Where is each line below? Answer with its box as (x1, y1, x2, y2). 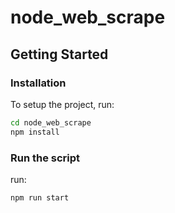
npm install (10, 127, 60, 137)
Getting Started (10, 46, 109, 63)
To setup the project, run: (10, 98, 115, 110)
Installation (10, 76, 67, 90)
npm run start (10, 192, 70, 203)
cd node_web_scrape (10, 117, 92, 128)
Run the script (10, 151, 81, 165)
